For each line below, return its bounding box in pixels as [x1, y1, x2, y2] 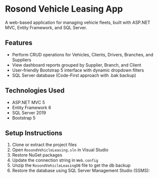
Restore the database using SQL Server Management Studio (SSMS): [12, 168, 150, 174]
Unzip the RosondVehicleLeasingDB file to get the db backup [12, 162, 131, 168]
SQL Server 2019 [12, 109, 46, 115]
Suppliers [12, 57, 32, 63]
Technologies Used [5, 87, 64, 95]
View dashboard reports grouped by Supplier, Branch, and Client [12, 62, 142, 68]
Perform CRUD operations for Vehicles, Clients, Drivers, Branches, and [12, 52, 154, 57]
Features [5, 39, 32, 47]
